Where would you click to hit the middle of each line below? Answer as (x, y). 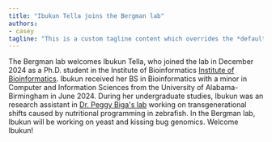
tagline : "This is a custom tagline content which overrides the (121, 39)
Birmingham (28, 96)
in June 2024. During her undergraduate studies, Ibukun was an (157, 96)
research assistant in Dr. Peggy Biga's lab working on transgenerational (127, 105)
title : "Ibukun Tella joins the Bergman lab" (86, 16)
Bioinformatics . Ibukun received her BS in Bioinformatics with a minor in (128, 79)
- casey (21, 31)
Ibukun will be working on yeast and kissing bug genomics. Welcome (123, 122)
